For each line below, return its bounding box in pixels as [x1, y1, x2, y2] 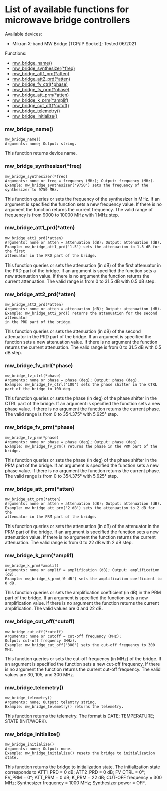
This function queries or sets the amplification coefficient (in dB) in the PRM [5, 590, 161, 596]
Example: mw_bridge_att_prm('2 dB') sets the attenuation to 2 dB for [5, 506, 155, 511]
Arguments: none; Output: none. [5, 746, 72, 752]
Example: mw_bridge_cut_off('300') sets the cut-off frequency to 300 [5, 642, 155, 647]
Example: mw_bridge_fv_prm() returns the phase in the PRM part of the [5, 444, 157, 449]
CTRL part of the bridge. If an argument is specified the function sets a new [5, 401, 161, 407]
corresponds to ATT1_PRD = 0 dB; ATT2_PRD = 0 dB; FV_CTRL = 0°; [5, 769, 146, 775]
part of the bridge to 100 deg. [5, 387, 72, 392]
